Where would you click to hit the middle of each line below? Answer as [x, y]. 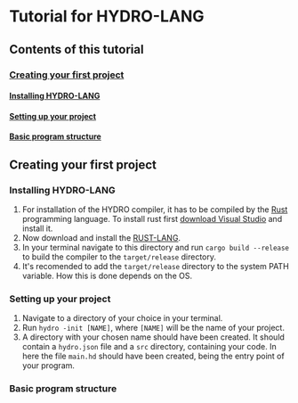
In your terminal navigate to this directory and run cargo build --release [156, 247]
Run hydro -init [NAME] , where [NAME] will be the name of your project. [153, 328]
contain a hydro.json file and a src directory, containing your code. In [149, 347]
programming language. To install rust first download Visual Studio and [152, 218]
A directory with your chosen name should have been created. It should [153, 337]
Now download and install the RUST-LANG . [101, 237]
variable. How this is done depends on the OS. [107, 276]
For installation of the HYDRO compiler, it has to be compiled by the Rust [155, 209]
